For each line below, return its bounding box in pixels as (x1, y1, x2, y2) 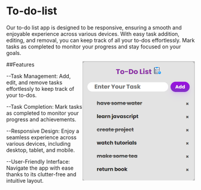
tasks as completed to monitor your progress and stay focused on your (6, 43, 181, 50)
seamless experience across (6, 133, 77, 141)
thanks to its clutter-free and (6, 170, 77, 177)
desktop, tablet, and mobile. (6, 146, 75, 154)
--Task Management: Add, (6, 72, 71, 79)
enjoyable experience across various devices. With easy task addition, (6, 30, 179, 37)
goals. (6, 49, 22, 56)
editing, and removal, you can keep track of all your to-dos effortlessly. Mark (6, 36, 195, 44)
